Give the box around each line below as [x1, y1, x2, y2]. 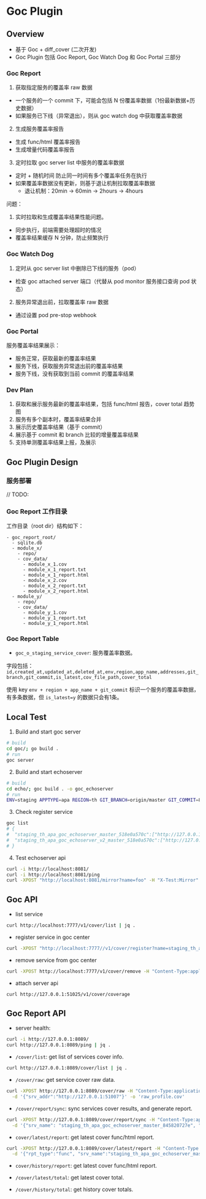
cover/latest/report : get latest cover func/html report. [15, 1133, 154, 1141]
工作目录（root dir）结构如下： [6, 523, 84, 530]
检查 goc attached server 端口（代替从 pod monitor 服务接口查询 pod [15, 277, 190, 285]
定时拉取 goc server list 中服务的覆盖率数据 [15, 159, 124, 166]
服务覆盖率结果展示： [6, 342, 60, 349]
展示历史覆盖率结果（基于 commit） [15, 423, 106, 431]
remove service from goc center [15, 956, 97, 963]
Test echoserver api [15, 854, 66, 861]
